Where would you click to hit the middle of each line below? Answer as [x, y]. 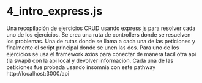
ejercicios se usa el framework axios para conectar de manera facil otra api [101, 54]
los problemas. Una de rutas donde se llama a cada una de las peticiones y [101, 41]
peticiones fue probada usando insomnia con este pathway [81, 67]
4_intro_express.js [54, 11]
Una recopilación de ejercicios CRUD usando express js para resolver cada [101, 28]
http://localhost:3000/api [38, 73]
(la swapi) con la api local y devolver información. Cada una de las [90, 60]
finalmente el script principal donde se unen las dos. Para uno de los [93, 48]
